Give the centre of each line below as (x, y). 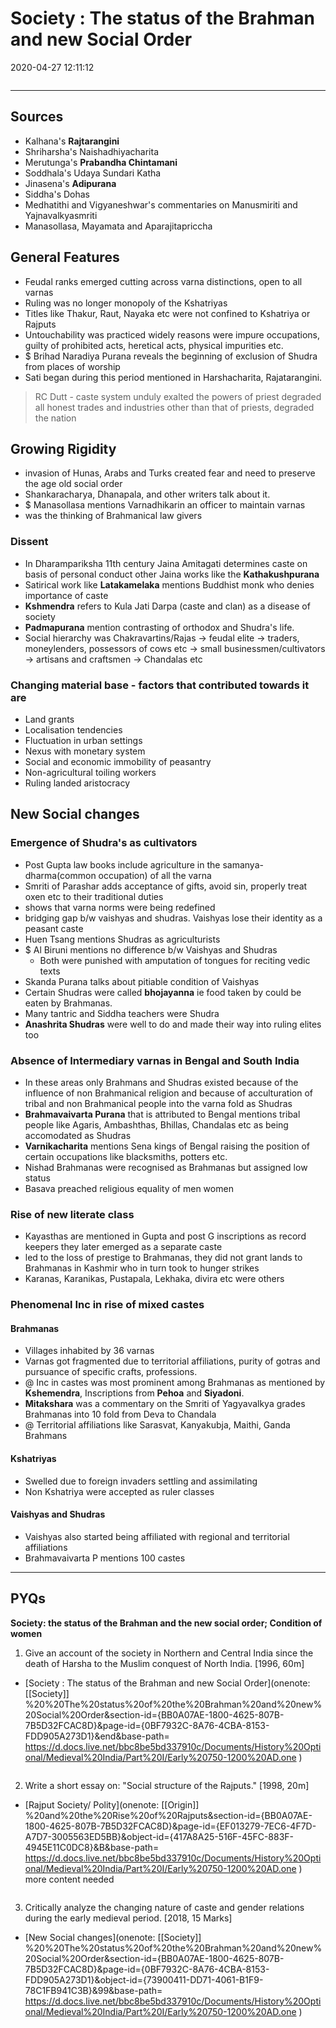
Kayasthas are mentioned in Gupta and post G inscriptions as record (165, 1236)
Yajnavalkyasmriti (61, 215)
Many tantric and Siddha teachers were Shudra (122, 1013)
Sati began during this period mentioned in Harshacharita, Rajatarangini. (173, 377)
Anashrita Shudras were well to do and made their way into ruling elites (173, 1024)
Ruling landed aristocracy (77, 783)
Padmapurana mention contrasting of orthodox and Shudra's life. (159, 627)
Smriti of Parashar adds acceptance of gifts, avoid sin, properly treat (166, 886)
